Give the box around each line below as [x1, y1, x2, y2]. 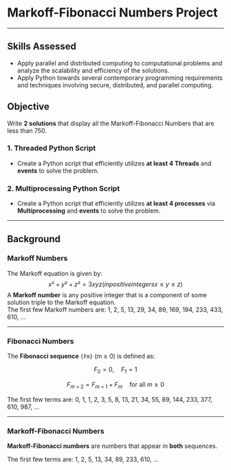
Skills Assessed [7, 41, 77, 52]
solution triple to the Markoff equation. [7, 298, 116, 306]
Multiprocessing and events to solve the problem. [16, 206, 161, 215]
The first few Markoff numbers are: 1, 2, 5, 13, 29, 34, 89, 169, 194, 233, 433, [7, 305, 223, 314]
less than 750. [7, 126, 47, 135]
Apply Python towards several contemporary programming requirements [16, 74, 223, 82]
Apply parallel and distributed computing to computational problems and [16, 58, 223, 67]
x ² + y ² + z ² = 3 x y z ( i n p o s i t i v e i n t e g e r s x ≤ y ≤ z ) [47, 280, 184, 288]
